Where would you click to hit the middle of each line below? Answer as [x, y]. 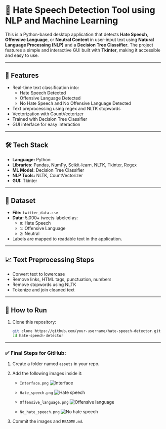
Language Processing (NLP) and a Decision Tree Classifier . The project [79, 45]
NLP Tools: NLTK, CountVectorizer [47, 175]
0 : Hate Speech [35, 223]
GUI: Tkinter [25, 181]
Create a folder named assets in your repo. [56, 364]
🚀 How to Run [26, 310]
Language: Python [31, 159]
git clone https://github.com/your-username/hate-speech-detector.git [86, 331]
